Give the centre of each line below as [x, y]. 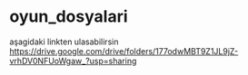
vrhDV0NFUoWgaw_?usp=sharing [73, 61]
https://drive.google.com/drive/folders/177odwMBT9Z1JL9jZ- [124, 51]
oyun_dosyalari [69, 17]
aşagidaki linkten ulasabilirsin [64, 42]
